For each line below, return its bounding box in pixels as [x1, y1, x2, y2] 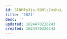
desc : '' [5, 17, 24, 22]
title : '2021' [5, 12, 36, 17]
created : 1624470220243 [5, 26, 56, 31]
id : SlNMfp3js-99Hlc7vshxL [5, 7, 62, 13]
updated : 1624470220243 [5, 21, 56, 27]
